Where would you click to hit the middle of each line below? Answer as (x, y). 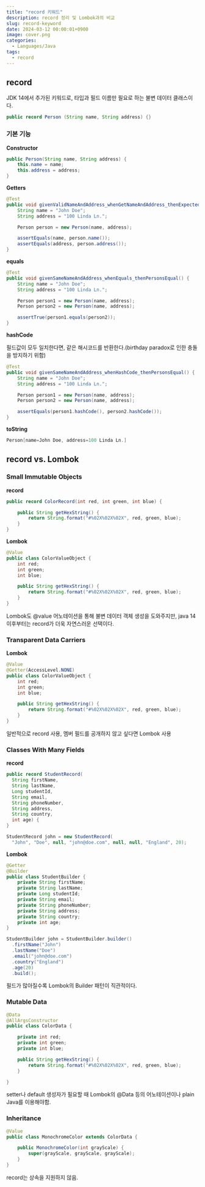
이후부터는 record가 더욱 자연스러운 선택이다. (60, 623)
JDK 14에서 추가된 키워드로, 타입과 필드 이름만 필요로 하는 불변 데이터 (89, 98)
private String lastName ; (50, 888)
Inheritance (24, 1118)
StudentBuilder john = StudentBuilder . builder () (69, 939)
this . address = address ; (49, 170)
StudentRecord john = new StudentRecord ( (60, 837)
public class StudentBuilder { (46, 877)
